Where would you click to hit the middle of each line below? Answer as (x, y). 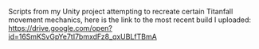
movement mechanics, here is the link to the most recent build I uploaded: (130, 20)
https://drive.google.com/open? (61, 28)
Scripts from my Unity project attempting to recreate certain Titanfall (121, 11)
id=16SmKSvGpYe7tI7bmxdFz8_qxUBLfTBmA (82, 36)
